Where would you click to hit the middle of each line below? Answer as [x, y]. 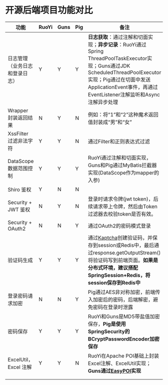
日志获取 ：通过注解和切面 [118, 37]
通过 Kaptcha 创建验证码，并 [120, 237]
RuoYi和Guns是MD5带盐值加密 [124, 316]
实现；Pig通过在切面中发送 [119, 79]
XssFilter [18, 133]
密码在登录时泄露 [113, 307]
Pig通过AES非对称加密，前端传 [124, 292]
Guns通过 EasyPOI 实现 [114, 370]
